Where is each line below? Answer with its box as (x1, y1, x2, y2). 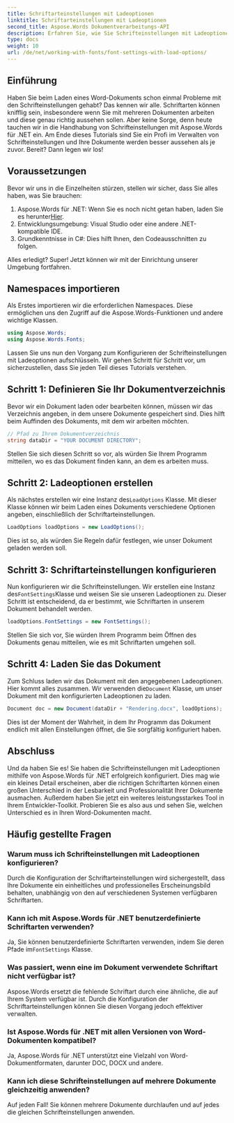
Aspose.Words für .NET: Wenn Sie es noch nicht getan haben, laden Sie (17, 205, 224, 213)
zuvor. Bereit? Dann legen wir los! (7, 145, 104, 153)
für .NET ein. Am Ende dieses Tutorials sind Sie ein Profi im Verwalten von (7, 130, 219, 139)
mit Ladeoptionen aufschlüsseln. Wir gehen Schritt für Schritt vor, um (7, 356, 206, 364)
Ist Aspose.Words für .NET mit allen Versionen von (7, 1027, 182, 1037)
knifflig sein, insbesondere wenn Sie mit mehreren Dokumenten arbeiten (7, 108, 214, 116)
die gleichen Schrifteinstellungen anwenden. (7, 1108, 135, 1117)
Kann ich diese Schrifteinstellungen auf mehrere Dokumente (7, 1076, 217, 1085)
